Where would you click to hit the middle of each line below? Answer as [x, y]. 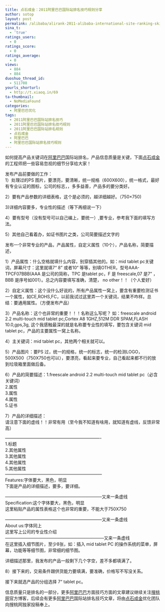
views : [12, 65]
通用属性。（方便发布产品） [45, 303]
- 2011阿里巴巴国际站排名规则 [36, 129]
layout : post [18, 19]
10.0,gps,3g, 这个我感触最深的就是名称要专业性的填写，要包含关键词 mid [78, 324]
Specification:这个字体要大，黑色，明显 [45, 503]
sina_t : [13, 28]
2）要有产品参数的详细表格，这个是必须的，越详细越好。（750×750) [73, 197]
